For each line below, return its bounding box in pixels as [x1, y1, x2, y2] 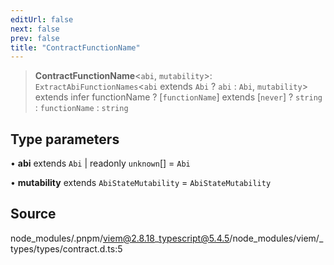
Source [10, 206, 57, 223]
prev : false [10, 33, 60, 43]
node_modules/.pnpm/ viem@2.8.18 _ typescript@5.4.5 [10, 232, 230, 244]
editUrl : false [10, 14, 74, 25]
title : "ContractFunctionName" [10, 42, 141, 53]
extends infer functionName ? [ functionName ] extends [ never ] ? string [34, 91, 323, 103]
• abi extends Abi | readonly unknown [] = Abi [10, 157, 191, 170]
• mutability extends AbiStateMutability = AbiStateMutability [10, 177, 272, 189]
